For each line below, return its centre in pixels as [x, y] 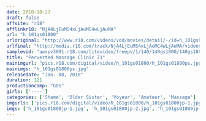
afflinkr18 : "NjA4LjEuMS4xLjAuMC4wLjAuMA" [61, 29]
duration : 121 [25, 80]
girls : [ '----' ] [27, 92]
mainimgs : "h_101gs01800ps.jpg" [48, 69]
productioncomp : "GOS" [35, 86]
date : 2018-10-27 [29, 12]
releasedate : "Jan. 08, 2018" [45, 75]
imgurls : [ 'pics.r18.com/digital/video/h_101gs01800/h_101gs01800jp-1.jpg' [105, 103]
